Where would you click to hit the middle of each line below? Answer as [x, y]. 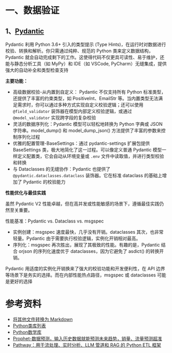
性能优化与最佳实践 [26, 193]
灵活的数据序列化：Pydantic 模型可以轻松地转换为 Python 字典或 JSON [88, 124]
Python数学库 [27, 332]
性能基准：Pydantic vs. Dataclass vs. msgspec [55, 221]
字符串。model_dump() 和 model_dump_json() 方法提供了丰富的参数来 [87, 131]
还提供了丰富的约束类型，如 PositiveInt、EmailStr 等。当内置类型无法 [85, 98]
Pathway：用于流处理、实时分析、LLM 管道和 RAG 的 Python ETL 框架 [87, 345]
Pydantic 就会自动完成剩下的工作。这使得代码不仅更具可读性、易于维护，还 [85, 57]
